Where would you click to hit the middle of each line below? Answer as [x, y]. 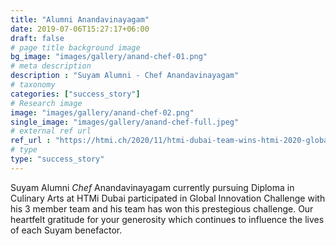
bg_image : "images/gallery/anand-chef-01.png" [109, 57]
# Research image [46, 103]
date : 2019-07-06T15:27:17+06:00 [80, 29]
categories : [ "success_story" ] [75, 94]
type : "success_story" [57, 159]
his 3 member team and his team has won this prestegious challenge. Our [162, 208]
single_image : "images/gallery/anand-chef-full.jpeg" [125, 122]
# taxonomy [33, 85]
